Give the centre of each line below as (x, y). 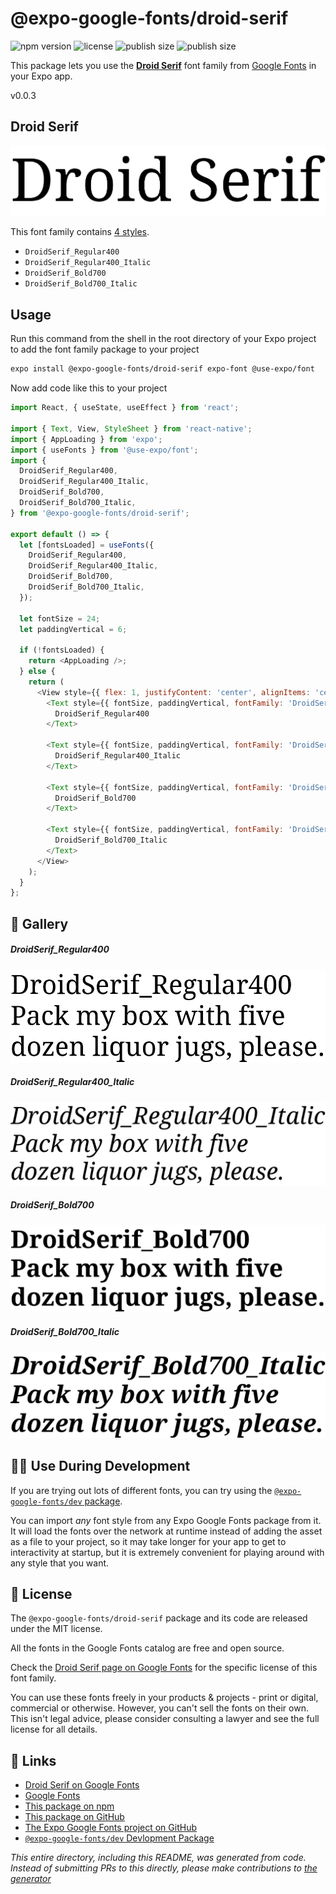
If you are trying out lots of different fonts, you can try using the (141, 1490)
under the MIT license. (56, 1629)
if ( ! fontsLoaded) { (62, 650)
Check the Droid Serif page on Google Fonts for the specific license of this (164, 1668)
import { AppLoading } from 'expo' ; (86, 439)
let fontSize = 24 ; (60, 618)
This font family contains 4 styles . (80, 232)
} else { (37, 672)
